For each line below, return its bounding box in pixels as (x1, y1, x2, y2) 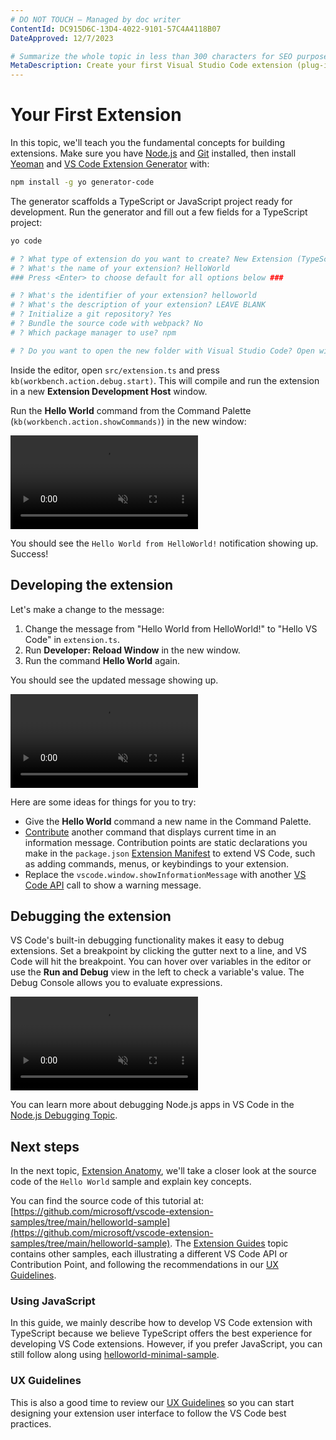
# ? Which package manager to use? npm (10, 327, 177, 338)
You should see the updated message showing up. (10, 674, 219, 686)
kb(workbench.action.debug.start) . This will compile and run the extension (10, 374, 320, 386)
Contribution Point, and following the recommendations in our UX (10, 1259, 279, 1271)
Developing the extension (10, 577, 174, 594)
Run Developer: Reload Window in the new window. (24, 644, 241, 656)
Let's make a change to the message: (10, 603, 165, 615)
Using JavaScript (10, 1294, 96, 1308)
